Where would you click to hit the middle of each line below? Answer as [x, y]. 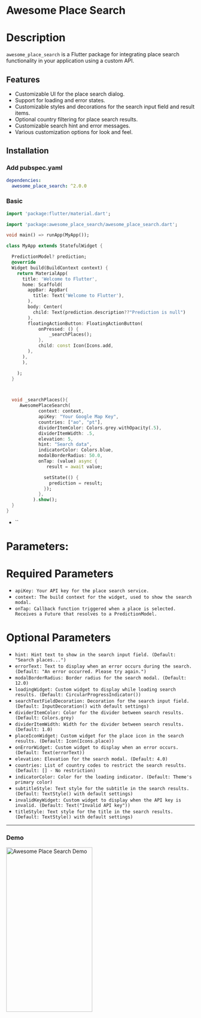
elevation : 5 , [56, 439]
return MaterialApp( [42, 273]
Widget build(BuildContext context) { [60, 268]
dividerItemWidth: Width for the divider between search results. [99, 724]
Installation [28, 151]
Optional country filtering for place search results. [76, 119]
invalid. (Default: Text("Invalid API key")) [72, 805]
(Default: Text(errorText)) [50, 752]
